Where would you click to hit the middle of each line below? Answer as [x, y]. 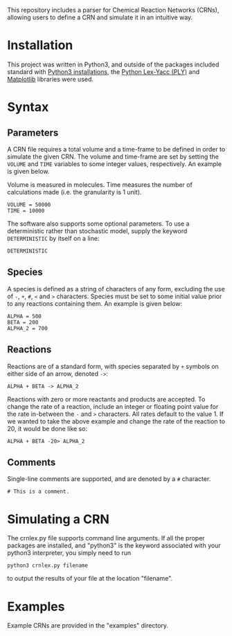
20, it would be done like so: [47, 428]
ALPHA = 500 [24, 316]
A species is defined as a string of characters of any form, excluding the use [116, 289]
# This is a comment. [38, 492]
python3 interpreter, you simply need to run [69, 553]
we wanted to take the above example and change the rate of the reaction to [116, 421]
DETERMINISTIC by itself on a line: [53, 238]
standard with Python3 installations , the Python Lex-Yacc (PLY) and [104, 71]
